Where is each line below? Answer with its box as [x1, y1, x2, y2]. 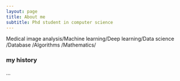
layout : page [6, 8, 38, 15]
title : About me [6, 14, 45, 20]
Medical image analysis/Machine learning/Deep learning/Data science [6, 36, 175, 43]
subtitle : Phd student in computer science [6, 19, 114, 25]
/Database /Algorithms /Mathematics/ [6, 41, 96, 48]
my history [6, 56, 37, 64]
